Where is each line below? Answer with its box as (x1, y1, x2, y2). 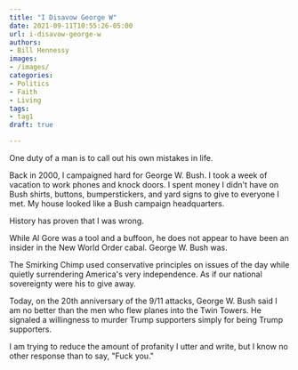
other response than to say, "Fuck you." (9, 350, 154, 361)
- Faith (9, 87, 38, 96)
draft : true (9, 121, 53, 130)
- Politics (9, 79, 50, 88)
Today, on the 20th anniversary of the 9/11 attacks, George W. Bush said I (9, 295, 278, 306)
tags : (9, 104, 29, 113)
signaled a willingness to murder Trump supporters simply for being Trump (9, 315, 283, 325)
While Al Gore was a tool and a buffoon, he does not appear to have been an (9, 233, 289, 243)
